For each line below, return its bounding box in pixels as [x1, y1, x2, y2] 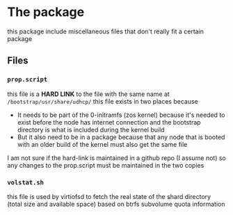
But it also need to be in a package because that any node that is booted [17, 133, 225, 141]
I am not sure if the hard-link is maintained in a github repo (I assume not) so [7, 154, 226, 162]
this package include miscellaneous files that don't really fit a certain [7, 27, 204, 35]
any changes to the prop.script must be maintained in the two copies [7, 161, 204, 169]
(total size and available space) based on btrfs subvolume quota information [7, 200, 225, 208]
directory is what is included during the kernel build [17, 125, 165, 134]
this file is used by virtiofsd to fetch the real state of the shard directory [7, 192, 211, 200]
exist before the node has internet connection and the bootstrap [17, 118, 201, 126]
